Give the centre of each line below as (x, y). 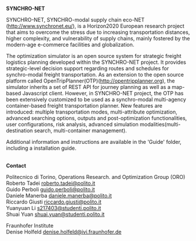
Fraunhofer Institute (30, 225)
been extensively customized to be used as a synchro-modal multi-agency (96, 99)
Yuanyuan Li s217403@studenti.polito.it (54, 208)
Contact (16, 166)
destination (20, 130)
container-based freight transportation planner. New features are (84, 106)
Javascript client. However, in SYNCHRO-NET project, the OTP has (103, 93)
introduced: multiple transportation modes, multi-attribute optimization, (92, 112)
